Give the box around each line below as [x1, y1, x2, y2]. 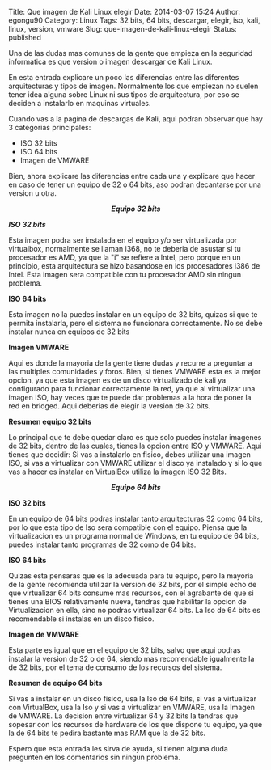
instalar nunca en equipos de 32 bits [8, 327, 130, 336]
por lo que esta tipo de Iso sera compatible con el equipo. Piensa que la [8, 522, 248, 532]
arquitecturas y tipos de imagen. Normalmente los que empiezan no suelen [8, 81, 259, 91]
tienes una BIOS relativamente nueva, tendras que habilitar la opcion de [8, 597, 247, 606]
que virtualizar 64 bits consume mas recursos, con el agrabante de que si [8, 588, 254, 598]
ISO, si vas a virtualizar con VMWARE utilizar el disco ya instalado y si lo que [8, 459, 263, 467]
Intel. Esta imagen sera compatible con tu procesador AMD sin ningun [8, 270, 241, 279]
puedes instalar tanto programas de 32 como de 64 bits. [8, 539, 197, 549]
